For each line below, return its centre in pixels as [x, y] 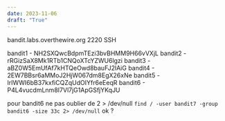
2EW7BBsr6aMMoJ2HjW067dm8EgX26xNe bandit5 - [84, 75]
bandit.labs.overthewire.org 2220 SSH [62, 39]
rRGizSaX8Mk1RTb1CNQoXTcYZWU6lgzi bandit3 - [79, 60]
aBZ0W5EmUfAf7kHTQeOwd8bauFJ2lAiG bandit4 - [81, 68]
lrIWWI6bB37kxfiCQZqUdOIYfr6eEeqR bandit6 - [76, 82]
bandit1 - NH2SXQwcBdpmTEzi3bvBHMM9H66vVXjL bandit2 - [97, 53]
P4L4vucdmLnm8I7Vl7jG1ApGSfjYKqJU [64, 90]
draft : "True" [28, 20]
